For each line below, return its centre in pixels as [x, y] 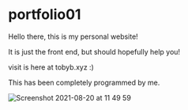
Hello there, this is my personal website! [73, 36]
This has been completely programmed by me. [84, 82]
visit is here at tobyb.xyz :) [51, 67]
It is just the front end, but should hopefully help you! [94, 51]
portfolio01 [45, 15]
